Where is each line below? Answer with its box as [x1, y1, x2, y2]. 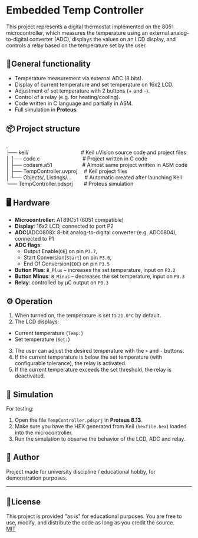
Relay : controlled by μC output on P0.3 [14, 279, 109, 286]
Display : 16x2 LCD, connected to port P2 [14, 222, 114, 230]
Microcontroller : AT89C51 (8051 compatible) [14, 216, 124, 224]
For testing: [6, 405, 34, 412]
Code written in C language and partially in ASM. [14, 100, 133, 107]
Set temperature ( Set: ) [14, 336, 71, 343]
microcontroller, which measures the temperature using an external [6, 29, 170, 36]
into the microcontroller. [14, 429, 73, 436]
